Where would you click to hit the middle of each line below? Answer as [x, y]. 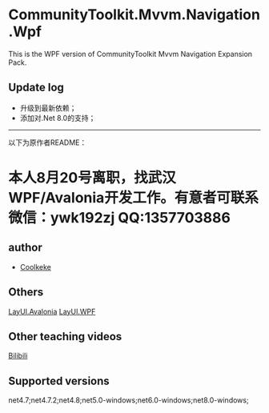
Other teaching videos [65, 337]
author [25, 248]
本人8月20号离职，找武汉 [92, 177]
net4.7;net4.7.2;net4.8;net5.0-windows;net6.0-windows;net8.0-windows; [129, 400]
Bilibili [18, 356]
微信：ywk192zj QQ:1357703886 [119, 217]
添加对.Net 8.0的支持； [58, 118]
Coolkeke [36, 267]
